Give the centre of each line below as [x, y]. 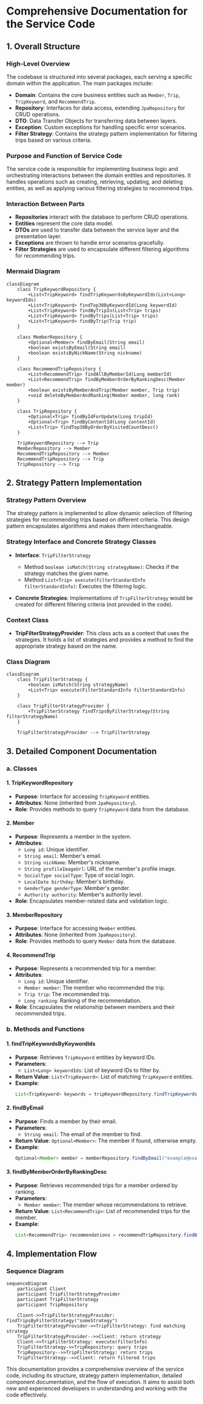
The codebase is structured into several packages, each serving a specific [99, 76]
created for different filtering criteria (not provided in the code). [94, 604]
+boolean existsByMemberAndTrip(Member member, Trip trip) [104, 390]
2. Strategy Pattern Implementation [74, 483]
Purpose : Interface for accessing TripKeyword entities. [83, 796]
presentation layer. [38, 236]
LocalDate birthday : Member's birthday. [75, 882]
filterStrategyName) [32, 717]
